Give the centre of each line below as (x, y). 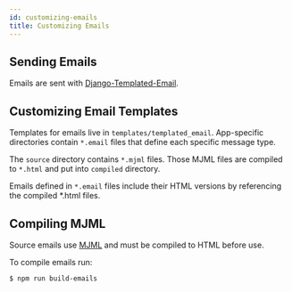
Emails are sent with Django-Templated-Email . (94, 83)
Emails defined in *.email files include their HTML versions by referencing (146, 186)
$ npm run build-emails (54, 278)
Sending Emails (53, 62)
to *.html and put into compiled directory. (85, 169)
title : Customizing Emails (59, 26)
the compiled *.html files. (55, 196)
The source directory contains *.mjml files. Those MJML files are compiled (146, 159)
